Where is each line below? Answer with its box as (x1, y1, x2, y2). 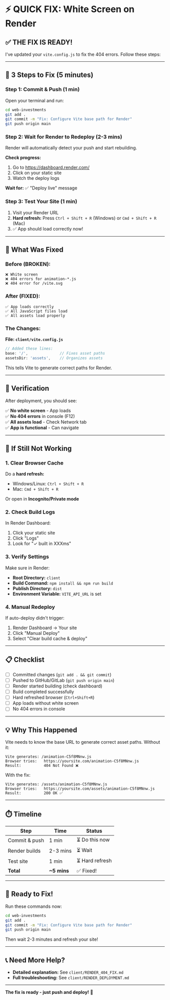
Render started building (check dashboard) (12, 683, 103, 689)
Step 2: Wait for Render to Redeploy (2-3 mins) (5, 133, 122, 140)
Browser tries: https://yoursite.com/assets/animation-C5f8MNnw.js (5, 786, 155, 791)
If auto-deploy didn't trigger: (5, 615, 65, 621)
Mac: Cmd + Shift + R (12, 486, 59, 492)
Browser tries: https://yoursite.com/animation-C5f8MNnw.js (5, 759, 139, 764)
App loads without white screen (12, 700, 79, 706)
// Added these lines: (5, 346, 53, 352)
